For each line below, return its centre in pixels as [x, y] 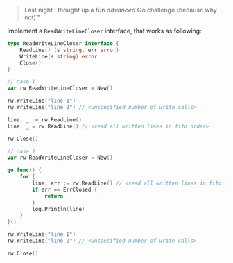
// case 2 [21, 151]
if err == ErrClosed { [65, 189]
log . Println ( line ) [59, 209]
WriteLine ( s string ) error [59, 56]
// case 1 [21, 82]
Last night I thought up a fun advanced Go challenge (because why [120, 10]
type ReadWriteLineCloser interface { [63, 44]
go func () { [24, 170]
